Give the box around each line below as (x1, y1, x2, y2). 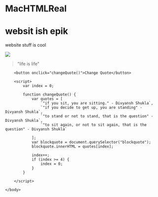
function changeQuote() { (23, 92, 77, 97)
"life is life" (17, 61, 39, 67)
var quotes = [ (31, 97, 63, 101)
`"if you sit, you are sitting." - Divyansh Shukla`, (40, 101, 154, 106)
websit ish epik (5, 26, 68, 37)
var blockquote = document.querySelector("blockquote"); (31, 140, 152, 145)
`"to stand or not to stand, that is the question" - (40, 114, 154, 119)
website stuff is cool (5, 42, 46, 48)
